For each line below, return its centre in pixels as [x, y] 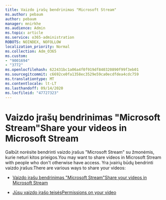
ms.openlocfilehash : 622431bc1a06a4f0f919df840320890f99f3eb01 [72, 70]
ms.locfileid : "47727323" [32, 93]
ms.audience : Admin [25, 28]
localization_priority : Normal [38, 47]
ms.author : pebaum [24, 14]
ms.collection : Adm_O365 [31, 51]
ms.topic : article [24, 33]
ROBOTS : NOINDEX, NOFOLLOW [33, 42]
